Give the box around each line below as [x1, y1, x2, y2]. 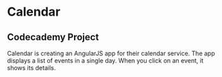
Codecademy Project [7, 31, 99, 43]
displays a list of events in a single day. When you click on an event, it [7, 57, 203, 65]
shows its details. [7, 64, 56, 72]
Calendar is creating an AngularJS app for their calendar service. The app [7, 49, 215, 57]
